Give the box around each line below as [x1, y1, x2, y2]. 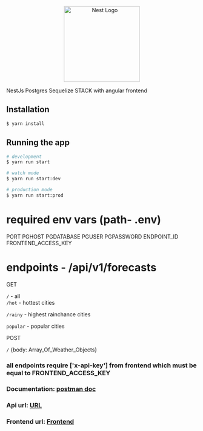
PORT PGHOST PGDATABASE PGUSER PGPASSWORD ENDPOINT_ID [6, 232, 179, 240]
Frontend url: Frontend [6, 418, 75, 426]
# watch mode [6, 170, 39, 176]
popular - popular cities [6, 322, 65, 330]
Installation [6, 104, 50, 115]
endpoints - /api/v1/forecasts [6, 260, 157, 274]
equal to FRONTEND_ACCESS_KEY [6, 368, 111, 377]
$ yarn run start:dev [6, 176, 61, 182]
